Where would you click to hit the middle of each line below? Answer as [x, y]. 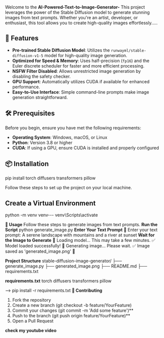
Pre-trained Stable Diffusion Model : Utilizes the [61, 50]
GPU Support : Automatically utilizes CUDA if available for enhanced [81, 81]
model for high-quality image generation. [86, 55]
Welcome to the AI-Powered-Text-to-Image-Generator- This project [75, 7]
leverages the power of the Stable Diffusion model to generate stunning [77, 12]
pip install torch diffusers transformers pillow [50, 178]
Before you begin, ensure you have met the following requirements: [73, 128]
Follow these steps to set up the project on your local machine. [68, 188]
